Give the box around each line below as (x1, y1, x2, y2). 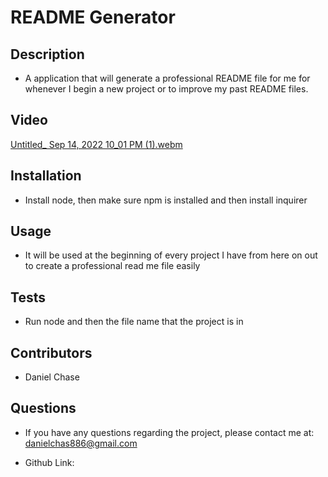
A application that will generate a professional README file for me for (24, 72, 311, 84)
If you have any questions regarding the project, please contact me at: (24, 426, 315, 438)
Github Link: (24, 456, 75, 468)
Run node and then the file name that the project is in (24, 316, 244, 328)
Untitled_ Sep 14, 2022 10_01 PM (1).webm (10, 138, 183, 150)
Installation (10, 167, 82, 185)
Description (10, 46, 85, 63)
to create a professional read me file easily (24, 260, 201, 272)
